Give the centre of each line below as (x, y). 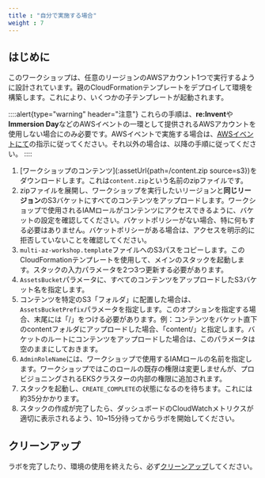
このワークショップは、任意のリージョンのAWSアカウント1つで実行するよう (132, 78)
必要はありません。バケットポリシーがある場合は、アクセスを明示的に (141, 230)
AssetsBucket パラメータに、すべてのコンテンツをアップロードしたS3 (131, 280)
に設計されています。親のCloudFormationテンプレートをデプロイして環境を (131, 87)
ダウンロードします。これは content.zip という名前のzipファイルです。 (133, 181)
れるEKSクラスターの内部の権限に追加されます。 (148, 379)
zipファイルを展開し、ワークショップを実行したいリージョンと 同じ (129, 190)
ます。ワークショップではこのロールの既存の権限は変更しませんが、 (130, 369)
